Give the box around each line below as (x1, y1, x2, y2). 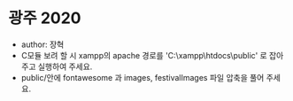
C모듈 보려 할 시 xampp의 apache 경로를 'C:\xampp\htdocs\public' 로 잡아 (20, 50, 284, 60)
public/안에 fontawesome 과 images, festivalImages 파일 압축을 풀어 (20, 72, 265, 82)
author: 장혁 (20, 39, 65, 50)
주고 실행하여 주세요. (20, 61, 93, 72)
